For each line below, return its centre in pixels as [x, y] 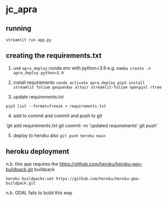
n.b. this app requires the [32, 164]
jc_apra [22, 9]
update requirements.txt [38, 97]
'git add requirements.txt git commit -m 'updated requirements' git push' [82, 125]
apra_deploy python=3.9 [38, 73]
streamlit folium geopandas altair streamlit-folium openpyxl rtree [87, 87]
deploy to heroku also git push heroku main [59, 135]
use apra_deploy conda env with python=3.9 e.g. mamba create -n [82, 68]
